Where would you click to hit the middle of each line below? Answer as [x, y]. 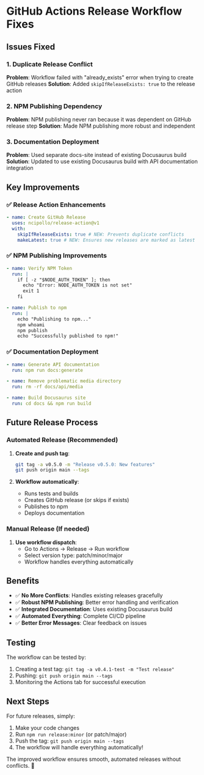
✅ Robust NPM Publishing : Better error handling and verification [97, 602]
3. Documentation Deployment [53, 142]
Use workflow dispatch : [46, 542]
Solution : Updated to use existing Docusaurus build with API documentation [102, 162]
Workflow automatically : [47, 482]
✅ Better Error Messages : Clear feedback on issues [81, 623]
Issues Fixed [31, 47]
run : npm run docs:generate [48, 370]
